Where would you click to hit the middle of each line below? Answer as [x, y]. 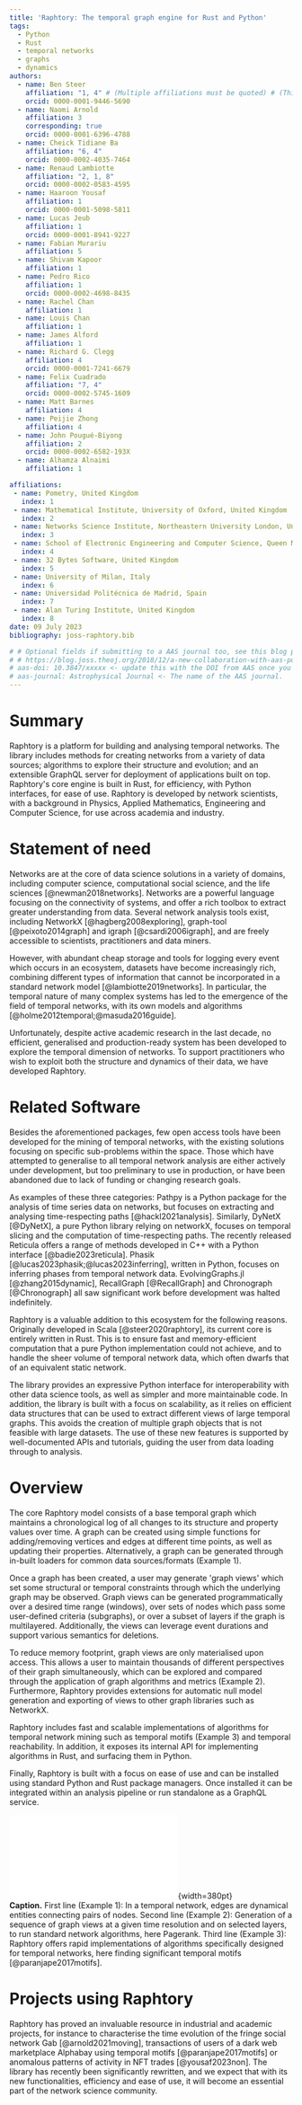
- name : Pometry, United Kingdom [76, 493]
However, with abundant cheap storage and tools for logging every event [145, 958]
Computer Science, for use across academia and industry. [117, 812]
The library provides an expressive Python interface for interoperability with [149, 1384]
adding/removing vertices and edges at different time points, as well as [141, 1541]
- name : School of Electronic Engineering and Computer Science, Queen [150, 544]
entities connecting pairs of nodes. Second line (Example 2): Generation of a [151, 1915]
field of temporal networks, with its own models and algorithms [126, 1005]
